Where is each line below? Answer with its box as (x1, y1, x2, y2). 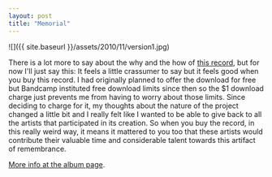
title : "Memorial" (8, 19, 71, 28)
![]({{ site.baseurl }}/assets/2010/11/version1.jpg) (8, 41, 171, 51)
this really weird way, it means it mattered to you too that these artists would (8, 127, 264, 136)
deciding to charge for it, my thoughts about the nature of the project (8, 101, 240, 110)
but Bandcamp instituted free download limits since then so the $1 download (8, 83, 264, 93)
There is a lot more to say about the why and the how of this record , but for (8, 58, 260, 67)
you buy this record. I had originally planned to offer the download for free (8, 75, 257, 84)
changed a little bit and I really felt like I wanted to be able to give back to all (8, 109, 262, 119)
